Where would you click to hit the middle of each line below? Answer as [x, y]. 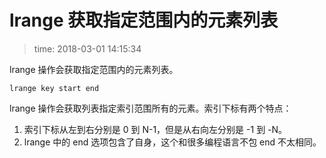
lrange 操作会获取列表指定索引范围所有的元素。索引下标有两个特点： [150, 108]
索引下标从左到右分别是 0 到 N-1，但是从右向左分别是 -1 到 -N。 [155, 129]
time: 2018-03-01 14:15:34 [87, 48]
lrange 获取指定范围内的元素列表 [144, 20]
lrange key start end [54, 88]
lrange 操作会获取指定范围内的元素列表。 [94, 69]
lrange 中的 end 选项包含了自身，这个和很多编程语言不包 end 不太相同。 [172, 142]
